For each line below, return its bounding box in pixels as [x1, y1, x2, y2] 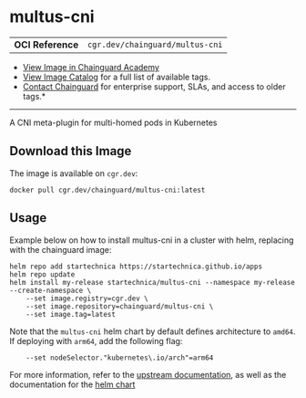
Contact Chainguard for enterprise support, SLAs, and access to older [22, 80, 286, 92]
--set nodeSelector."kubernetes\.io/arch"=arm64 [25, 353, 214, 362]
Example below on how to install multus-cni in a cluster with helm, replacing [9, 235, 294, 246]
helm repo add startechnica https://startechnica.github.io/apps [9, 262, 262, 271]
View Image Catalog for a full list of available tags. [22, 71, 211, 82]
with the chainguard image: [9, 244, 112, 255]
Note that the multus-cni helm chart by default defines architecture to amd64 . [9, 326, 296, 337]
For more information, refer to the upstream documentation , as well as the [9, 369, 287, 380]
